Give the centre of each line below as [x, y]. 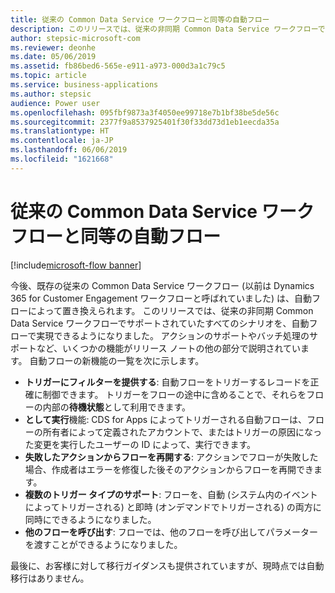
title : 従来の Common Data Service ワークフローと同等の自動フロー [140, 19]
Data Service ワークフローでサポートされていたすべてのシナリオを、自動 [160, 323]
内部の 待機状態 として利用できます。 [116, 407]
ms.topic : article [48, 76]
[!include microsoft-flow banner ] [76, 265]
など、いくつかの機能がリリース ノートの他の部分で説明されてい [169, 348]
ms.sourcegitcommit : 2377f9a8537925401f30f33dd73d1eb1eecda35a [145, 122]
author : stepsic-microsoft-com [75, 38]
